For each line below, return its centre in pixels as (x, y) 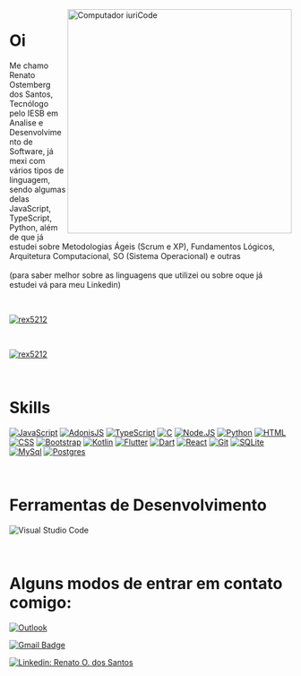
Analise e (26, 122)
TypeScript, (30, 218)
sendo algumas (38, 189)
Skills (30, 408)
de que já (26, 237)
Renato (22, 74)
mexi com (27, 160)
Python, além (34, 227)
